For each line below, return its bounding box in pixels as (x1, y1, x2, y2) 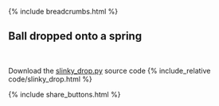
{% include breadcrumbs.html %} (8, 7, 118, 16)
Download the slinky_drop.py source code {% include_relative (8, 66, 211, 75)
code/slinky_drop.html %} (8, 74, 93, 84)
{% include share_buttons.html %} (8, 89, 121, 99)
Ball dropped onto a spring (8, 29, 142, 43)
